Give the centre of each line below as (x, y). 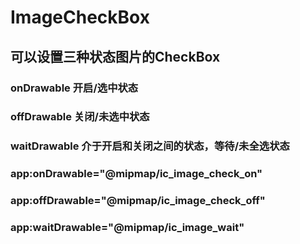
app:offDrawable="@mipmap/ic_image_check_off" (138, 201)
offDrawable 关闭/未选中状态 (80, 117)
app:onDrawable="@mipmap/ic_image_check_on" (136, 174)
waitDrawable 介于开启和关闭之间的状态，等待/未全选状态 (150, 146)
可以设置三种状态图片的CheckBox (115, 56)
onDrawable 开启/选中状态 (74, 88)
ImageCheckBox (80, 17)
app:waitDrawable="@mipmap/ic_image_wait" (127, 228)
